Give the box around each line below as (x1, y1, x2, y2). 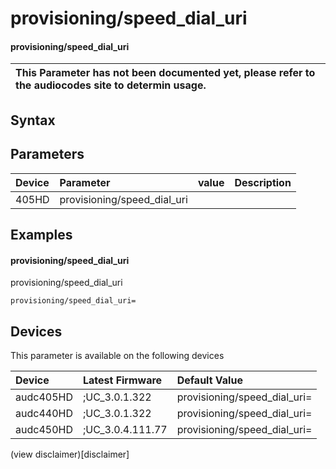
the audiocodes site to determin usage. (15, 78, 207, 92)
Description (234, 175, 292, 189)
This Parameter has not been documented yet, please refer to (15, 66, 316, 80)
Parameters (10, 146, 85, 163)
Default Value (176, 373, 243, 387)
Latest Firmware (82, 373, 163, 387)
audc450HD (15, 423, 73, 436)
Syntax (10, 112, 56, 129)
